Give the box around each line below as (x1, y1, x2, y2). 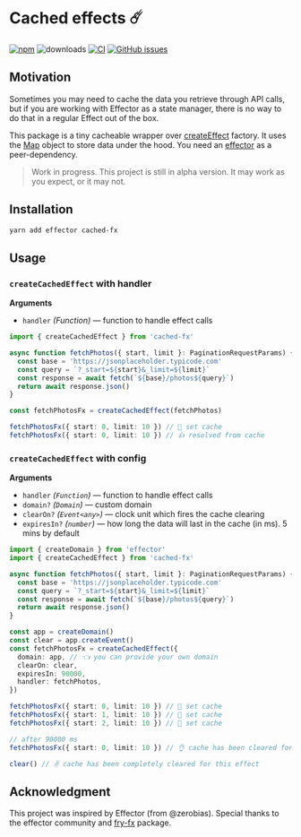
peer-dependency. (9, 149, 78, 160)
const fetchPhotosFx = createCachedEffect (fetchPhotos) (9, 406, 222, 416)
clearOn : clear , (17, 660, 78, 669)
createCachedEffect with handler (9, 277, 152, 289)
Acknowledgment (9, 784, 111, 799)
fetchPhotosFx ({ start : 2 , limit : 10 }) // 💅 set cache (9, 719, 222, 728)
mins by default (21, 528, 81, 539)
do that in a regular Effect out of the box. (9, 112, 159, 123)
